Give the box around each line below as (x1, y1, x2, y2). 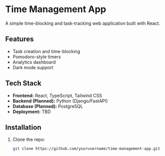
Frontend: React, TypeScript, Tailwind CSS (12, 92, 102, 98)
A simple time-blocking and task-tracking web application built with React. (5, 20, 160, 26)
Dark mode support (12, 64, 54, 70)
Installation (5, 123, 42, 132)
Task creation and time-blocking (12, 48, 80, 54)
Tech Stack (5, 79, 42, 88)
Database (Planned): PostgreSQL (12, 103, 84, 109)
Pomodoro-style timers (12, 54, 61, 60)
